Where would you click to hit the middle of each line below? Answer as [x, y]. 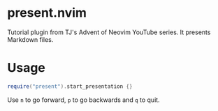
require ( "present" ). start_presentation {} [70, 86]
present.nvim [47, 13]
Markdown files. [30, 39]
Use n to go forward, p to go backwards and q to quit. [83, 100]
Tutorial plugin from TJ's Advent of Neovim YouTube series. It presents [109, 32]
